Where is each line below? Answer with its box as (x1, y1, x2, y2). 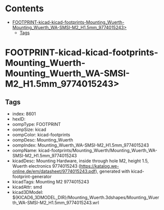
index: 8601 (12, 111, 36, 117)
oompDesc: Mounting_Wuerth (12, 137, 73, 143)
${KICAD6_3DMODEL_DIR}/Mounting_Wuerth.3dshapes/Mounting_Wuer (12, 194, 159, 200)
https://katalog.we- (80, 163, 119, 169)
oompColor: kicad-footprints (12, 131, 70, 138)
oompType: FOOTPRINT (12, 121, 61, 127)
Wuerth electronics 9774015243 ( (12, 163, 80, 169)
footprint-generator (12, 173, 52, 180)
